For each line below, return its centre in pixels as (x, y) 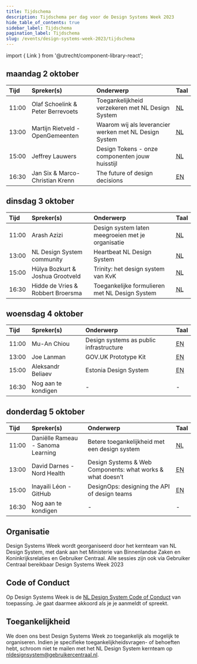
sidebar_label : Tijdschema (39, 28)
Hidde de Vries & (55, 285)
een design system (114, 449)
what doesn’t (106, 477)
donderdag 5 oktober (45, 412)
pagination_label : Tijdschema (43, 33)
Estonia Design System (117, 370)
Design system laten (121, 228)
